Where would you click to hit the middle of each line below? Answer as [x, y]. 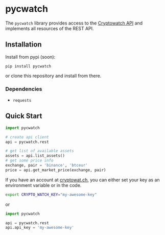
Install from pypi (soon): [30, 57]
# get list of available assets [40, 151]
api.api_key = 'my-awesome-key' [40, 228]
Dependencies [24, 89]
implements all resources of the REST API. [50, 28]
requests [22, 101]
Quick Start [24, 116]
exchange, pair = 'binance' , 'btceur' [46, 166]
